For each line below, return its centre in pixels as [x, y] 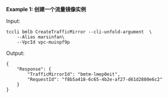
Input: [13, 21]
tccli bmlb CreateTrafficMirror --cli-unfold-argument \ [79, 32]
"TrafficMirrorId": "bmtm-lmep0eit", [74, 74]
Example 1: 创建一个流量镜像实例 [46, 9]
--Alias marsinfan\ [41, 37]
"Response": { [34, 69]
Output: [15, 53]
